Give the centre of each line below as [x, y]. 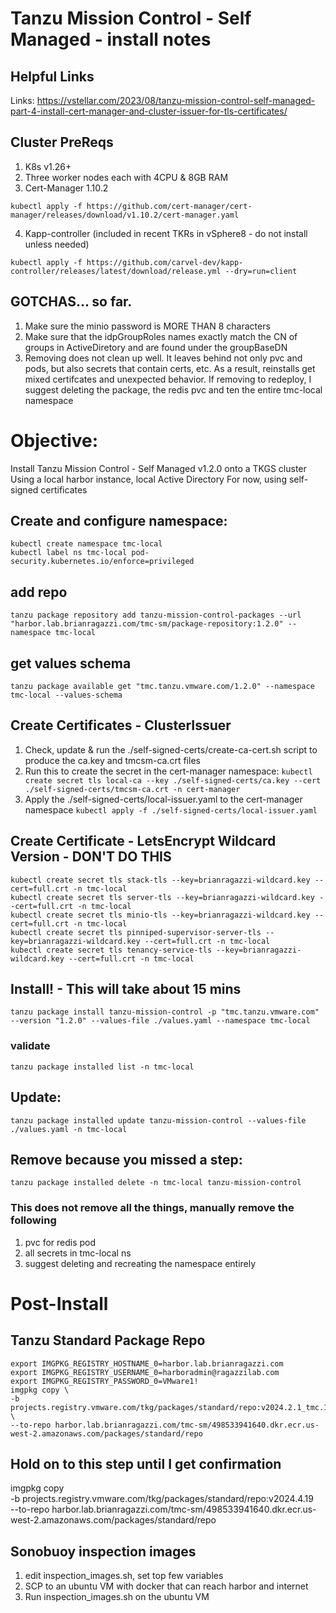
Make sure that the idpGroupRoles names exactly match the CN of [161, 336]
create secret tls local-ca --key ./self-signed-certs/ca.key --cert [173, 780]
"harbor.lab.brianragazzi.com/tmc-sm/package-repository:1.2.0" [147, 624]
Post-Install [59, 1303]
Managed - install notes [111, 39]
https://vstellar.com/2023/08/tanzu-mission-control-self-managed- [176, 100]
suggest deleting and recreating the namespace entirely [140, 1263]
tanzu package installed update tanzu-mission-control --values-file [158, 1120]
